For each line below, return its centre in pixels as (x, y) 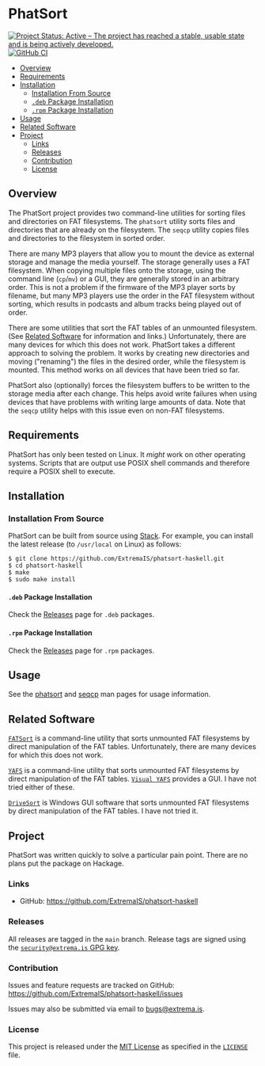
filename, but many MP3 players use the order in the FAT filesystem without (131, 295)
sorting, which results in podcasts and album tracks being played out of (125, 304)
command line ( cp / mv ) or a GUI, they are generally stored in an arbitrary (124, 279)
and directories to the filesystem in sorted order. (87, 238)
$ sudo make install (42, 580)
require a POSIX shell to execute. (62, 471)
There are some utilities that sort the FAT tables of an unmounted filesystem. (132, 327)
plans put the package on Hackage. (66, 863)
